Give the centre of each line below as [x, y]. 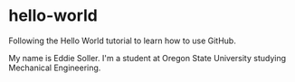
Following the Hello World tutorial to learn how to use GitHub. [122, 41]
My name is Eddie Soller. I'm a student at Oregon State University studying [147, 58]
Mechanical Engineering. [55, 68]
